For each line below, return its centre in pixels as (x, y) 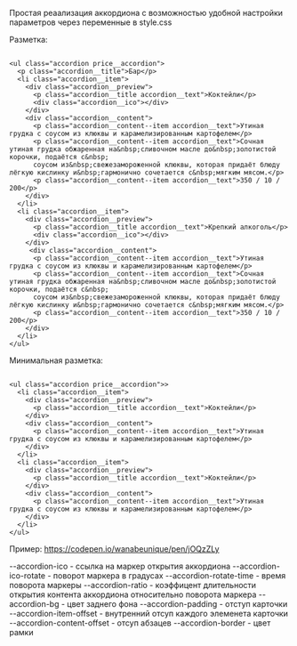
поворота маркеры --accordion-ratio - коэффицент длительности (132, 585)
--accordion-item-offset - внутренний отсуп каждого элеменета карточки (149, 614)
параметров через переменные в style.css (91, 22)
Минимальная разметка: (56, 360)
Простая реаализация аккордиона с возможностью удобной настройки (146, 13)
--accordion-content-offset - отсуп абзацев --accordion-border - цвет (140, 623)
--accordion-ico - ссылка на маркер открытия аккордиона (120, 566)
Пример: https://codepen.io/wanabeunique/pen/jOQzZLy (114, 549)
